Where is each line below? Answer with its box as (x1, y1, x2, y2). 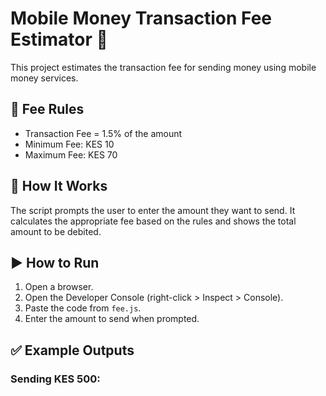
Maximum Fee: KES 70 (24, 148, 118, 161)
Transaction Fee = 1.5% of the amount (24, 127, 183, 139)
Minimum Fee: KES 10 (24, 138, 115, 150)
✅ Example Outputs (10, 342, 135, 359)
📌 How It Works (10, 178, 108, 195)
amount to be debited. (10, 225, 102, 237)
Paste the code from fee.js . (24, 302, 142, 314)
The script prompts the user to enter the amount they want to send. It (10, 204, 296, 216)
